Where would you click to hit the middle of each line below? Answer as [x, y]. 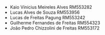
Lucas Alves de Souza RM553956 [45, 12]
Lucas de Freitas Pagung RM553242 [47, 17]
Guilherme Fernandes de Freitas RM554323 [55, 23]
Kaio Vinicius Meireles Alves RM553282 [51, 7]
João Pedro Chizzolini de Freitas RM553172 [55, 28]
